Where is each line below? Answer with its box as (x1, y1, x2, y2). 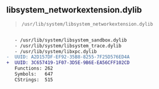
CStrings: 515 (14, 76, 53, 83)
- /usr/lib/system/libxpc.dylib (14, 48, 97, 54)
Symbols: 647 (14, 71, 53, 77)
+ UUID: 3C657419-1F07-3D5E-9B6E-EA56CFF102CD (6, 60, 130, 66)
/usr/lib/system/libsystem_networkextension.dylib (21, 21, 153, 27)
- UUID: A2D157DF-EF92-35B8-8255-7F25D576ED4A (6, 54, 130, 60)
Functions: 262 (14, 65, 53, 72)
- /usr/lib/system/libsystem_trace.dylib (14, 43, 122, 49)
